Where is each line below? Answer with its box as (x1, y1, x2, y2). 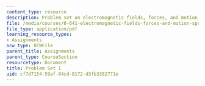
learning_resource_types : (6, 31, 72, 38)
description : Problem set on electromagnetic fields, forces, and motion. (6, 15, 201, 21)
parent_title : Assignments (6, 48, 75, 55)
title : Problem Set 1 (6, 65, 62, 71)
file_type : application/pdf (6, 25, 78, 32)
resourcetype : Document (6, 59, 67, 65)
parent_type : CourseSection (6, 54, 78, 60)
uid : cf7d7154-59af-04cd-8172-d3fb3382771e (6, 71, 119, 77)
